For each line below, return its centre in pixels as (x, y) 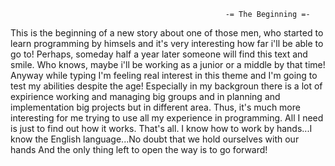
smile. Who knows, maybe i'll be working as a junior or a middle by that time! (168, 64)
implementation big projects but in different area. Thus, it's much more (155, 107)
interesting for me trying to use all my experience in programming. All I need (167, 118)
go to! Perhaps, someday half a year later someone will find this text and (159, 54)
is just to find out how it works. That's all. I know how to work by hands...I (161, 128)
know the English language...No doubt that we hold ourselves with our (155, 139)
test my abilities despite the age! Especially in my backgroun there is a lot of (166, 86)
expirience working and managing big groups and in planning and (145, 96)
